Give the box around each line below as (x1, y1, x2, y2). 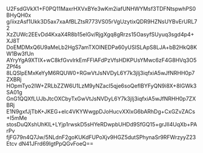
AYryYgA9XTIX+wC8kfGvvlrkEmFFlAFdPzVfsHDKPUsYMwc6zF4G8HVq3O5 (6, 57, 197, 63)
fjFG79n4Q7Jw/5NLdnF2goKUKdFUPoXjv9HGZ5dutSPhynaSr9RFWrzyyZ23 (6, 134, 196, 141)
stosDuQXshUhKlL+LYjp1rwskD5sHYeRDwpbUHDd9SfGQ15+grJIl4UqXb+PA (6, 121, 198, 128)
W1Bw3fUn (6, 50, 35, 57)
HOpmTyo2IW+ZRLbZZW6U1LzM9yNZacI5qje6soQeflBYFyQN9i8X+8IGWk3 (6, 82, 197, 90)
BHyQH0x (6, 11, 32, 19)
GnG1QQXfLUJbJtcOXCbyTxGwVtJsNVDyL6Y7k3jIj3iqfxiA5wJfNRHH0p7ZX (6, 95, 196, 102)
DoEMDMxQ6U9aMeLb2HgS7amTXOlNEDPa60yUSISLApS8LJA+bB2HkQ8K (6, 44, 198, 51)
